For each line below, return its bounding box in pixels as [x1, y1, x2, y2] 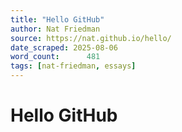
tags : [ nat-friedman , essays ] [10, 61, 137, 71]
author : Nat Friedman [10, 24, 101, 34]
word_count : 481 [10, 52, 101, 62]
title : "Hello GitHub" [10, 14, 105, 25]
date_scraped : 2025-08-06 [10, 42, 118, 53]
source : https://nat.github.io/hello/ [10, 33, 172, 43]
